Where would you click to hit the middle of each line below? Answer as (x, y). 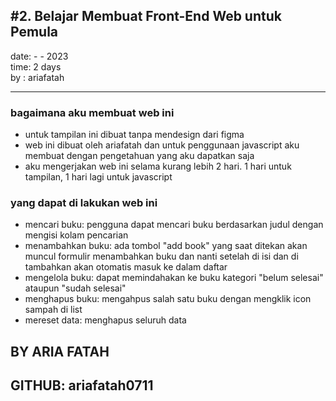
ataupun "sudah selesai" (75, 288)
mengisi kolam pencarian (76, 235)
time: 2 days (36, 66)
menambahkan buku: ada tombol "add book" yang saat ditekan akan (166, 246)
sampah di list (53, 310)
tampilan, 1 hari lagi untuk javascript (98, 177)
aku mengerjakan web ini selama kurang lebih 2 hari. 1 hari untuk (158, 166)
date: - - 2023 (39, 56)
